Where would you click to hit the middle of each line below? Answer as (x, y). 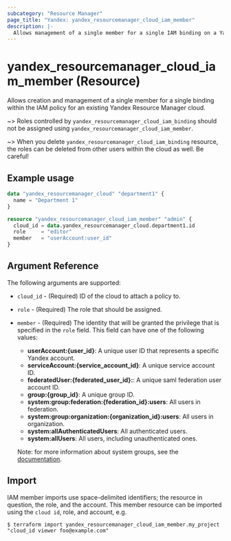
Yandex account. (51, 358)
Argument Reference (53, 266)
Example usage (41, 178)
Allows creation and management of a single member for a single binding (111, 100)
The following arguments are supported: (64, 282)
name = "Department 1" (46, 200)
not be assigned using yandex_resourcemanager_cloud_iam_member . (100, 129)
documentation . (39, 459)
